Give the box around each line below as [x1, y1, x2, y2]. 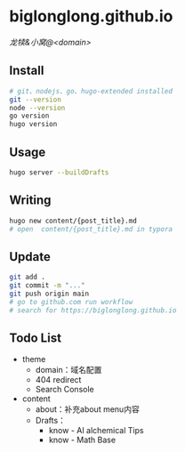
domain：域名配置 [35, 365, 102, 375]
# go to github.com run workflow [9, 297, 133, 306]
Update [9, 249, 52, 264]
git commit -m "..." [9, 281, 86, 290]
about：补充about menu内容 [35, 404, 140, 415]
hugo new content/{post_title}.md [9, 216, 138, 225]
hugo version [9, 120, 58, 129]
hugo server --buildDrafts [9, 167, 109, 177]
